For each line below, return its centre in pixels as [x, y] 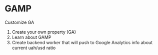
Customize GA [19, 22]
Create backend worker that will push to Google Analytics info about [82, 42]
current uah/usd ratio [34, 48]
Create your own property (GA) [44, 32]
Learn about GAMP [31, 37]
